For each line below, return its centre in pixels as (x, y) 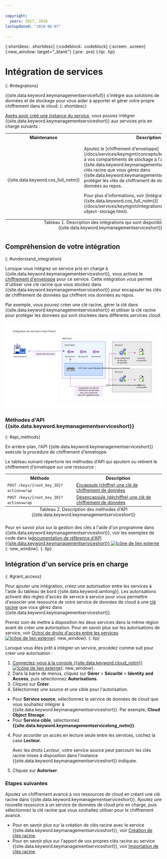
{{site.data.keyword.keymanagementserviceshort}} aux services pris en (79, 121)
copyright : (16, 16)
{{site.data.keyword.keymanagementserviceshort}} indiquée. (75, 761)
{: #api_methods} (23, 437)
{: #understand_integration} (34, 259)
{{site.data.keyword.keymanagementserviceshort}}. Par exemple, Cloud (86, 709)
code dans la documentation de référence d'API (53, 538)
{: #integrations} (22, 86)
